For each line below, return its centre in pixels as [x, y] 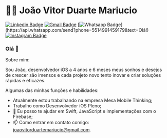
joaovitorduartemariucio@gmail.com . [52, 130]
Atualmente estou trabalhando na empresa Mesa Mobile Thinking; [82, 100]
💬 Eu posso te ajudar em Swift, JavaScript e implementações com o [84, 111]
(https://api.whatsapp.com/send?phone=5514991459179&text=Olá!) [77, 30]
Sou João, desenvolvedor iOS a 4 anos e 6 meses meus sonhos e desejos [84, 70]
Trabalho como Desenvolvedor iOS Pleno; [57, 106]
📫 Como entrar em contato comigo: [51, 123]
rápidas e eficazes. [25, 81]
